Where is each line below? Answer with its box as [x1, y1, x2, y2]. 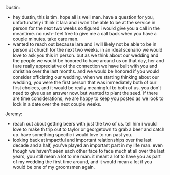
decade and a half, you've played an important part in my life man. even [12, 142, 163, 148]
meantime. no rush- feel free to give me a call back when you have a [12, 31, 157, 36]
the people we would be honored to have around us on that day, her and [12, 58, 164, 63]
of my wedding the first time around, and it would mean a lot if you [12, 159, 153, 165]
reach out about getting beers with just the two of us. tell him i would [12, 121, 157, 127]
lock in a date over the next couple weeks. [12, 101, 102, 107]
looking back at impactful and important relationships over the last [12, 137, 152, 143]
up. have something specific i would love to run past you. [12, 132, 133, 137]
